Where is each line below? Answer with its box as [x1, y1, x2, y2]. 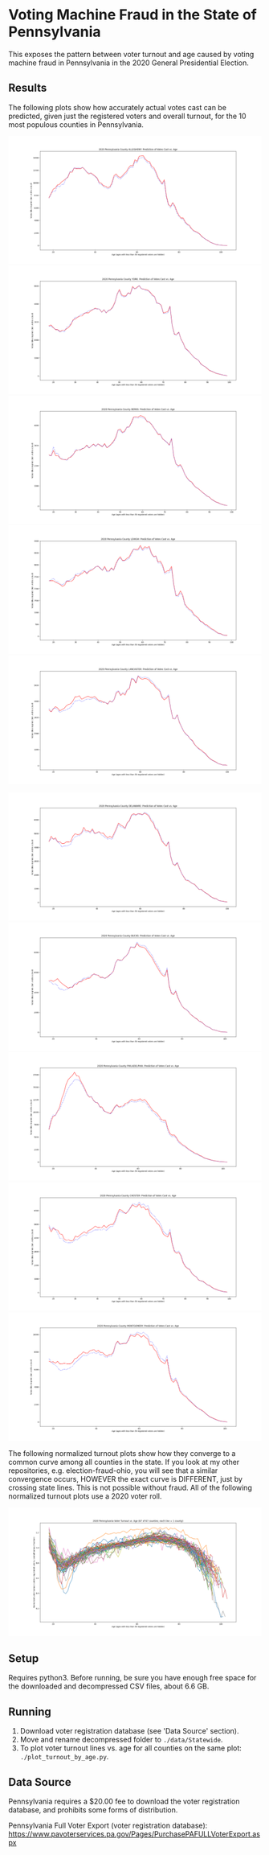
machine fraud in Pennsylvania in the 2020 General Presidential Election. [8, 58, 249, 68]
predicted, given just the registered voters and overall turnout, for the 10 [8, 111, 247, 121]
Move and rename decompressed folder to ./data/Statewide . [19, 1735, 223, 1745]
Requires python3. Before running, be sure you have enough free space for [8, 1673, 257, 1683]
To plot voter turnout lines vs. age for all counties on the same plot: [19, 1743, 243, 1753]
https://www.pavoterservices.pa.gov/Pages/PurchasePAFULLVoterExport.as [8, 1829, 261, 1839]
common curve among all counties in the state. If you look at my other [8, 1458, 240, 1467]
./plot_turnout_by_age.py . [19, 1752, 109, 1762]
